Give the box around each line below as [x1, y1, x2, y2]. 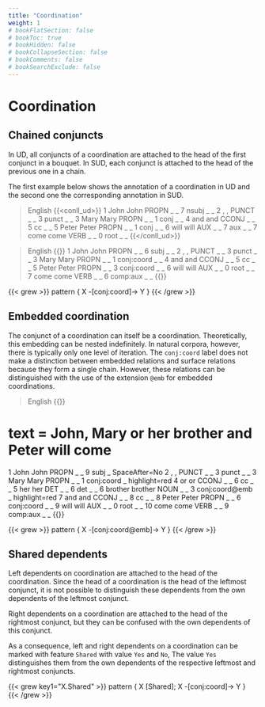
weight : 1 [8, 19, 41, 27]
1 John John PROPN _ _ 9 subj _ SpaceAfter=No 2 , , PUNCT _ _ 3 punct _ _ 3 [8, 467, 257, 477]
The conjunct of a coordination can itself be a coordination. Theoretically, [8, 330, 248, 340]
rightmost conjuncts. [8, 667, 76, 676]
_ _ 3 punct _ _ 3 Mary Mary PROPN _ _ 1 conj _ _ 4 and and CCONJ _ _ [27, 214, 256, 223]
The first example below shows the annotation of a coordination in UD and [8, 181, 251, 191]
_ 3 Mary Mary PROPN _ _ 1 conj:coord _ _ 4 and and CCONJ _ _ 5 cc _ [27, 254, 256, 264]
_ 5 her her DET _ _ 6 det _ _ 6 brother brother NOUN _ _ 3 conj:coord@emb [8, 484, 253, 493]
